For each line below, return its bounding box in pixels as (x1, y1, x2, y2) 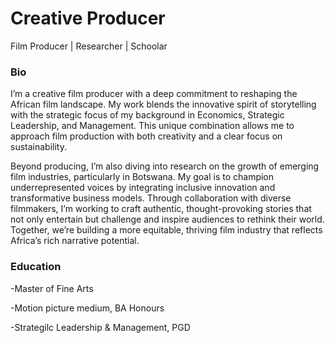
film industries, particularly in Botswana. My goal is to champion (10, 171, 275, 183)
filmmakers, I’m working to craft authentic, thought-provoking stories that (10, 203, 312, 215)
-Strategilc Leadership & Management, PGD (10, 321, 191, 333)
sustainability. (10, 141, 67, 153)
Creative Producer (10, 7, 166, 30)
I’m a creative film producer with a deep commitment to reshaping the (10, 88, 298, 100)
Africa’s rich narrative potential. (10, 235, 140, 247)
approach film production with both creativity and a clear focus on (10, 130, 283, 142)
